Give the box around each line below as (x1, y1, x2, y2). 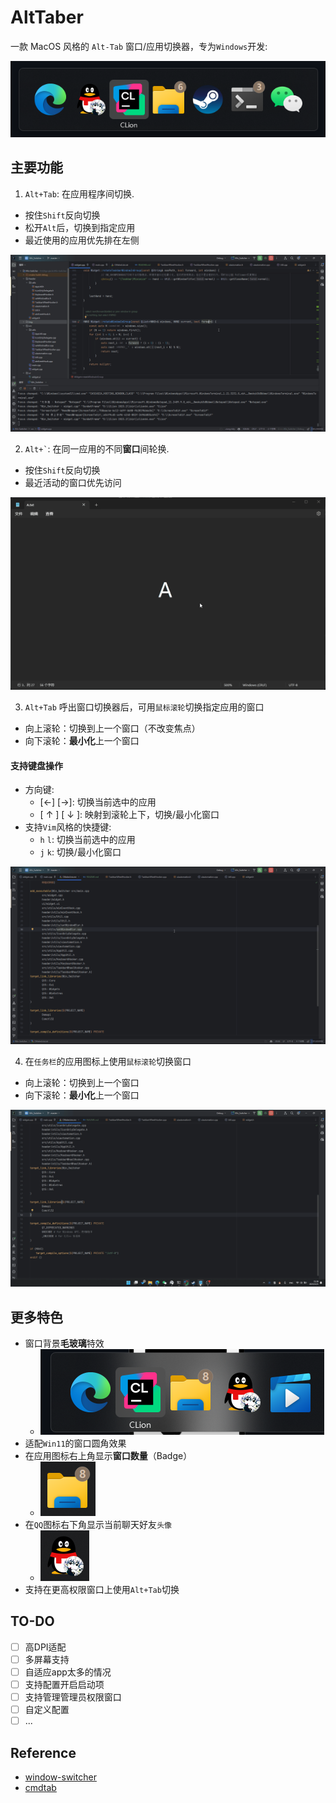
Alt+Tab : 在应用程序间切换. (24, 187, 135, 200)
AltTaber (10, 6, 84, 29)
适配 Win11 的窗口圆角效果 (24, 1437, 127, 1449)
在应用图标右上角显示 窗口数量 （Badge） (24, 1449, 193, 1461)
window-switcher (24, 1771, 97, 1783)
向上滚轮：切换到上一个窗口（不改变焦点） (24, 722, 201, 734)
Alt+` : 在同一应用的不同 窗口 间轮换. (24, 443, 170, 455)
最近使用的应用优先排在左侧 (24, 234, 140, 246)
